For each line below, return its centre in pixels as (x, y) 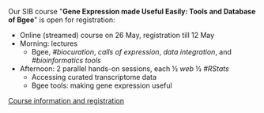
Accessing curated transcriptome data (94, 77)
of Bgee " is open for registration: (62, 20)
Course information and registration (66, 101)
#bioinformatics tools (66, 60)
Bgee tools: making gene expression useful (102, 85)
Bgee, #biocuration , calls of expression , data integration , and (131, 52)
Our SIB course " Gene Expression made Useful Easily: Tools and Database (132, 11)
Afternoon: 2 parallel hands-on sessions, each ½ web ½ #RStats (124, 69)
